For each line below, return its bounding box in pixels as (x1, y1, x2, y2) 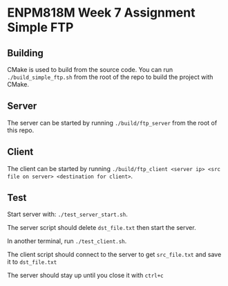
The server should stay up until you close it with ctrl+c (7, 271, 164, 280)
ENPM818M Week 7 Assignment (7, 5, 196, 21)
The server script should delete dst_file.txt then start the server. (7, 224, 196, 232)
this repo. (7, 126, 35, 134)
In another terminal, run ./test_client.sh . (7, 237, 127, 245)
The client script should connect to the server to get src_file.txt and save (7, 251, 222, 259)
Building (7, 47, 44, 59)
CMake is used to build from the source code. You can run (7, 66, 173, 73)
